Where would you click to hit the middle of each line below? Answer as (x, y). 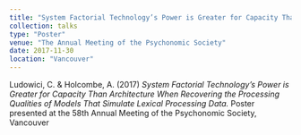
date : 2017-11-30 (42, 51)
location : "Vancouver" (52, 59)
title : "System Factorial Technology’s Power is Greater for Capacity (144, 17)
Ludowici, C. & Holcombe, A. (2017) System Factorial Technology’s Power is (149, 84)
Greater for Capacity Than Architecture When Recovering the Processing (145, 94)
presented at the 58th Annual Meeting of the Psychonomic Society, (133, 113)
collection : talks (43, 26)
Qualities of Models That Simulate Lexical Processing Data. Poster (132, 103)
